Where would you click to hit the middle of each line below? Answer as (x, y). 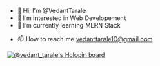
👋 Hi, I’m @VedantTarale (51, 11)
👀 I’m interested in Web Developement (71, 18)
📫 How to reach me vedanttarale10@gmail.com (85, 39)
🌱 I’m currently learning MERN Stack (69, 25)
